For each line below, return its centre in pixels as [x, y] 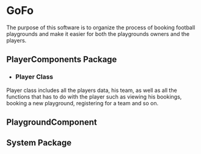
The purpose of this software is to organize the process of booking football [101, 27]
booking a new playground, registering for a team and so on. [82, 103]
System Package [39, 143]
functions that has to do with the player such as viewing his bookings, [94, 96]
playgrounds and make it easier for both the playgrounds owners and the [98, 33]
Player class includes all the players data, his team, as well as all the [92, 90]
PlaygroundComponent [52, 122]
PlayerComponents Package [62, 59]
